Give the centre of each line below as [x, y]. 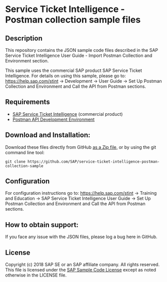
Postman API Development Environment [53, 119]
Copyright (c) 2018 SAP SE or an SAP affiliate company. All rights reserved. [82, 265]
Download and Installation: [48, 135]
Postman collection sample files [73, 20]
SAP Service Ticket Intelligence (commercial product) [67, 114]
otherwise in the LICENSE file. [36, 275]
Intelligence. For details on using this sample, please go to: [65, 76]
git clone [15, 161]
